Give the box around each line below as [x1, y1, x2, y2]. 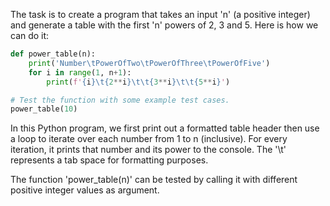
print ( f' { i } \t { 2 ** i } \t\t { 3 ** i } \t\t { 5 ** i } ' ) [46, 77, 231, 87]
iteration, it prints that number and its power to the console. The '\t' [10, 144, 287, 156]
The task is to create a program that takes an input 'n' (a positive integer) [10, 9, 311, 20]
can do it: [10, 30, 50, 41]
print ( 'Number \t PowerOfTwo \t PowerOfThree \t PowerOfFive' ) [28, 58, 271, 68]
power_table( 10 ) [10, 104, 78, 114]
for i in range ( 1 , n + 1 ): [28, 67, 132, 78]
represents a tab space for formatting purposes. [10, 154, 209, 166]
